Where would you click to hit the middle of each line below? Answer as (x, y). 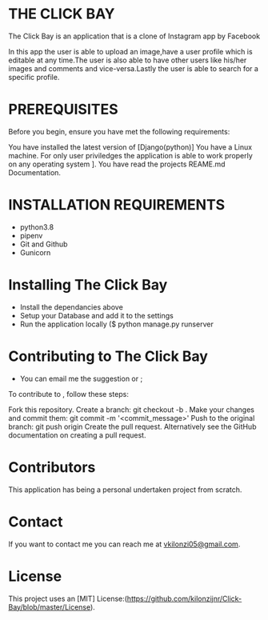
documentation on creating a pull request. (77, 435)
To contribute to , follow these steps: (69, 394)
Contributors (52, 467)
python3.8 (37, 227)
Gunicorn (35, 252)
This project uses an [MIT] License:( (68, 598)
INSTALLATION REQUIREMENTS (117, 205)
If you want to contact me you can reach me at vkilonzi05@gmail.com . (124, 544)
